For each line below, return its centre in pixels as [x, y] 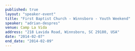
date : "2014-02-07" [25, 37]
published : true [22, 9]
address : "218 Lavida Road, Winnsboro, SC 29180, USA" [62, 32]
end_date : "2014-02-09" [29, 41]
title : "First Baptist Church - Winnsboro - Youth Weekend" [68, 18]
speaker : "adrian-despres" [33, 23]
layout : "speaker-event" [30, 14]
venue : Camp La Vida [26, 28]
